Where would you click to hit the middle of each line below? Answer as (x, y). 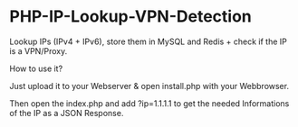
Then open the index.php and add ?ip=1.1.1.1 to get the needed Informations (149, 103)
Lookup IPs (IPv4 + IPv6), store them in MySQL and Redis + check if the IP (149, 41)
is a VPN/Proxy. (38, 50)
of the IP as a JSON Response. (67, 113)
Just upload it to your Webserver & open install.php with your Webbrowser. (149, 86)
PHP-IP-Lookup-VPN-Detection (130, 17)
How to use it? (36, 68)
